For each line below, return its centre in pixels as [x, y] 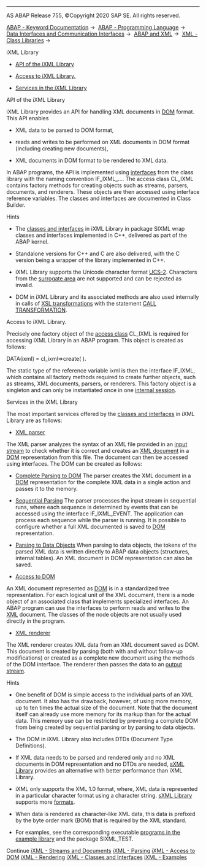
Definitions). [31, 746]
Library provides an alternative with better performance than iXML [99, 770]
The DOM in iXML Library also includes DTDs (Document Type [94, 739]
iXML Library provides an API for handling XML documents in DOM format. [101, 112]
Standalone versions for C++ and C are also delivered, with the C [97, 253]
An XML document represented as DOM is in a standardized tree [88, 588]
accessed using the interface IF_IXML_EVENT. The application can [99, 514]
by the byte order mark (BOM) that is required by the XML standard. [101, 820]
